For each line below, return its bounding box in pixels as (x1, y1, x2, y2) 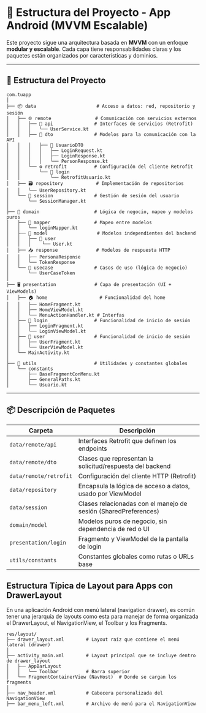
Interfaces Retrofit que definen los (78, 436, 177, 445)
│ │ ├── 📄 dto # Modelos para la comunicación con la (6, 131, 196, 137)
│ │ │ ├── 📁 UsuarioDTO (6, 142, 84, 148)
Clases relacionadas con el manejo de (78, 499, 188, 508)
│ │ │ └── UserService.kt (6, 126, 89, 132)
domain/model (9, 521, 48, 529)
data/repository (9, 486, 57, 493)
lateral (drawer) (6, 642, 51, 648)
